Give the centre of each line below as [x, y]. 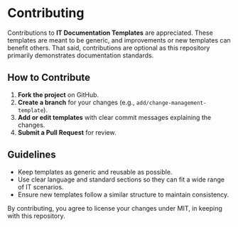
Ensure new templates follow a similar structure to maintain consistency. [123, 194]
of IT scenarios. [40, 187]
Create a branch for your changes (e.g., [76, 102]
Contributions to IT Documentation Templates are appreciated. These [110, 33]
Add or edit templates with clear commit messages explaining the [114, 117]
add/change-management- [171, 103]
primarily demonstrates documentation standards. [81, 55]
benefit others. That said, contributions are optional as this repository [109, 48]
